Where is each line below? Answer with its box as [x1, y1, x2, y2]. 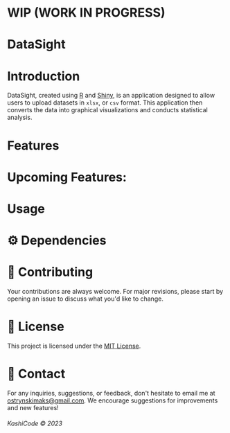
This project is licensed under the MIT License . [7, 342, 141, 350]
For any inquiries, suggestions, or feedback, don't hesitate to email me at [7, 389, 215, 397]
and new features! [7, 403, 59, 412]
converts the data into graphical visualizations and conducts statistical [7, 106, 208, 114]
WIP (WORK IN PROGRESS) [7, 5, 166, 21]
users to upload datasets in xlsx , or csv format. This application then [7, 98, 203, 107]
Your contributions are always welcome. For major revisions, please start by [7, 288, 224, 295]
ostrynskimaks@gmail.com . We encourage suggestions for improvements [7, 396, 218, 405]
